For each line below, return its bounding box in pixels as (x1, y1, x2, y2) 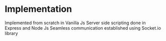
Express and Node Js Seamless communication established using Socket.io (5, 25, 161, 31)
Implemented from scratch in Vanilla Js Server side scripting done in (5, 20, 146, 26)
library (5, 30, 18, 36)
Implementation (5, 3, 72, 15)
